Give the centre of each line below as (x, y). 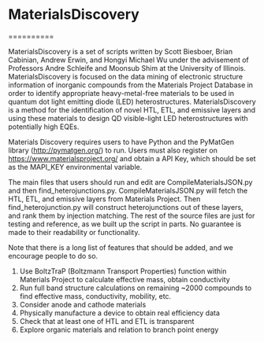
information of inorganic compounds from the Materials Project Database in (131, 85)
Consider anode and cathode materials (83, 304)
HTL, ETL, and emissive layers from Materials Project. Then (104, 199)
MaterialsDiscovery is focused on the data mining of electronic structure (125, 76)
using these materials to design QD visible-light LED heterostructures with (128, 118)
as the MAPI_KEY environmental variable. (75, 167)
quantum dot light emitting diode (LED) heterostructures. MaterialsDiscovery (132, 101)
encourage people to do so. (53, 256)
